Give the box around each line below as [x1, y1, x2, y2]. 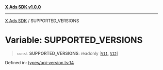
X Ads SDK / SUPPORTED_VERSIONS [5, 18, 79, 23]
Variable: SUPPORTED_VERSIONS [5, 35, 143, 46]
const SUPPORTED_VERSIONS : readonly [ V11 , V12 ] [16, 50, 118, 56]
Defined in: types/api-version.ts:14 [5, 59, 74, 65]
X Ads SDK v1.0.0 [5, 4, 41, 10]
